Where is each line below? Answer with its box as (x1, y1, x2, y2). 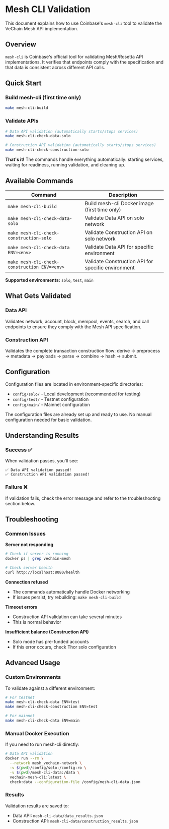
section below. (5, 500, 35, 506)
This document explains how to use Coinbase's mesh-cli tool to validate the (5, 20, 162, 26)
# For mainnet (5, 714, 35, 719)
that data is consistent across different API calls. (5, 64, 106, 70)
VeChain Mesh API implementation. (5, 25, 78, 31)
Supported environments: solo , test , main (5, 277, 94, 283)
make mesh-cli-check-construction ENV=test (5, 704, 98, 709)
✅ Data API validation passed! (5, 467, 72, 472)
